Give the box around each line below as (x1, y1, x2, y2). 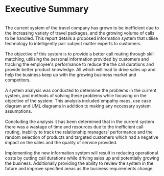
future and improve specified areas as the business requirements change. (5, 165, 154, 171)
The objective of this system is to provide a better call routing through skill (5, 50, 155, 57)
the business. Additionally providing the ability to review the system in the (5, 160, 154, 166)
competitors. (5, 77, 31, 83)
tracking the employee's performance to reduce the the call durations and (5, 61, 154, 67)
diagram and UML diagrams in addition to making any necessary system (5, 103, 151, 109)
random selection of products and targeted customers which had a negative (5, 134, 159, 140)
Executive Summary (5, 3, 89, 15)
